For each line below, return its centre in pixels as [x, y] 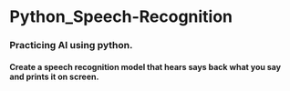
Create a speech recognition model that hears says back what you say [145, 66]
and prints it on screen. [54, 76]
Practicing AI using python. [71, 45]
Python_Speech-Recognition [121, 17]
